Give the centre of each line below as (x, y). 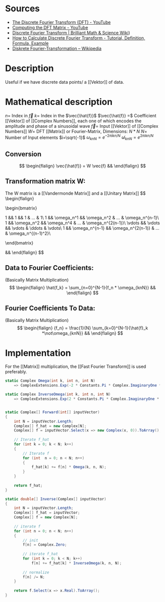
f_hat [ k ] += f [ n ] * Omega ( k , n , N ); (69, 467)
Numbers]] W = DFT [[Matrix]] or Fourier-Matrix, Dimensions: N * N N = (76, 131)
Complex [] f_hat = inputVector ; (47, 513)
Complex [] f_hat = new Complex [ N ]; (50, 426)
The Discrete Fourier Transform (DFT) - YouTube (61, 22)
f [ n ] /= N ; (34, 577)
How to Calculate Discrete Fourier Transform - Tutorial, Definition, (79, 38)
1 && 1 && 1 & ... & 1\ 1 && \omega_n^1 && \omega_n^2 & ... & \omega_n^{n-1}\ (82, 217)
